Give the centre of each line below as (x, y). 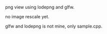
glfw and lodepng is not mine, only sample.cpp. (54, 26)
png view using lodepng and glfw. (40, 7)
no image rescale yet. (27, 17)
